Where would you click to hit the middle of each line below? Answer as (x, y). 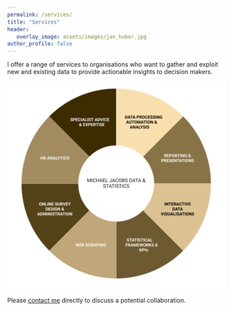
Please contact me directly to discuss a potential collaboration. (96, 300)
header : (18, 29)
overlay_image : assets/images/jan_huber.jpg (82, 37)
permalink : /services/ (40, 15)
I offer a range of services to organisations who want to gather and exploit (113, 64)
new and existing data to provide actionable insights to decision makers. (110, 72)
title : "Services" (34, 22)
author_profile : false (40, 44)
